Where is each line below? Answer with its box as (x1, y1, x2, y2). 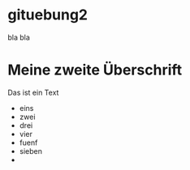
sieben (19, 146, 42, 155)
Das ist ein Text (7, 87, 59, 97)
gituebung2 (7, 6, 89, 24)
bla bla (7, 32, 30, 42)
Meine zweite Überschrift (7, 61, 183, 79)
